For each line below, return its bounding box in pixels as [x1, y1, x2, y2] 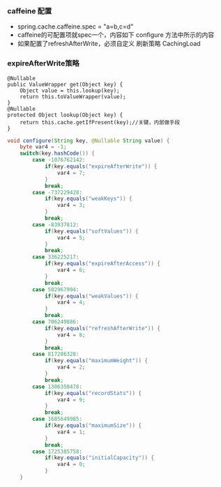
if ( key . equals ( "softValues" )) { [44, 228, 139, 235]
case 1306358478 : [32, 383, 82, 390]
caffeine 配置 [7, 6, 52, 15]
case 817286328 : [32, 350, 79, 358]
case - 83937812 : [32, 221, 79, 228]
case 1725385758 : [32, 448, 82, 455]
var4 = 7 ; [56, 169, 86, 176]
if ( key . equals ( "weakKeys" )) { [44, 195, 132, 203]
